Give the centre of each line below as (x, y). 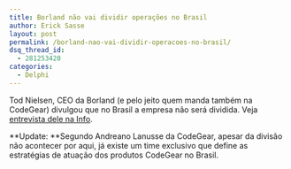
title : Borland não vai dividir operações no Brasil (108, 17)
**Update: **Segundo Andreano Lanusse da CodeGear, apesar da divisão (146, 136)
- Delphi (33, 75)
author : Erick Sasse (47, 26)
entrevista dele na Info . (51, 119)
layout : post (33, 34)
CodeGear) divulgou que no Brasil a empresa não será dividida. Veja (134, 109)
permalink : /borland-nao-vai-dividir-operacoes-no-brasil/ (120, 42)
